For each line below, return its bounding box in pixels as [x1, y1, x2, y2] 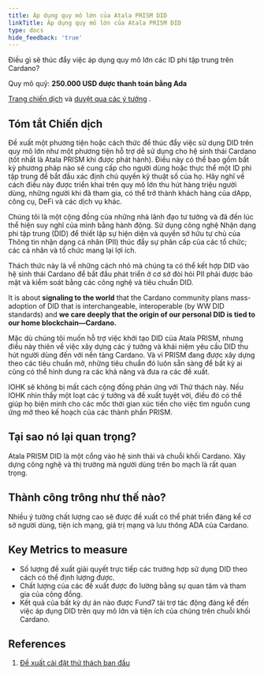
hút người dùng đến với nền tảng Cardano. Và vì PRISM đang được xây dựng [8, 351, 255, 360]
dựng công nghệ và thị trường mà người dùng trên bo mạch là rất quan [8, 459, 236, 469]
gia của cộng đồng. [19, 589, 83, 598]
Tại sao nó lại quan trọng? [8, 430, 136, 444]
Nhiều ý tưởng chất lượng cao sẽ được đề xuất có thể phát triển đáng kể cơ [8, 512, 251, 521]
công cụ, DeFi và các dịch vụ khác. [8, 197, 122, 206]
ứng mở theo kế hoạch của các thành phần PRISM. [8, 407, 173, 417]
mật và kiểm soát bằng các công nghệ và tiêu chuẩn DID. [8, 278, 194, 287]
